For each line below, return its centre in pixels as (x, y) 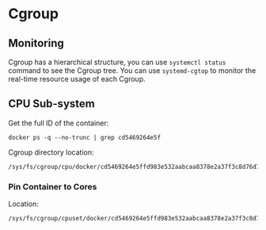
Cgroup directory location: (51, 152)
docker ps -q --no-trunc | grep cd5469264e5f (84, 137)
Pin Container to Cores (53, 186)
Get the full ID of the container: (59, 123)
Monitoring (36, 43)
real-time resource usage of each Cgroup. (77, 79)
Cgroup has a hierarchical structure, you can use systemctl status (117, 62)
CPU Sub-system (51, 104)
